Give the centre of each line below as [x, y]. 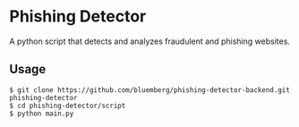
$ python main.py [42, 114]
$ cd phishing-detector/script [68, 106]
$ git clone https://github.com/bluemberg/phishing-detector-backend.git [150, 90]
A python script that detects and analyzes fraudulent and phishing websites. [150, 41]
